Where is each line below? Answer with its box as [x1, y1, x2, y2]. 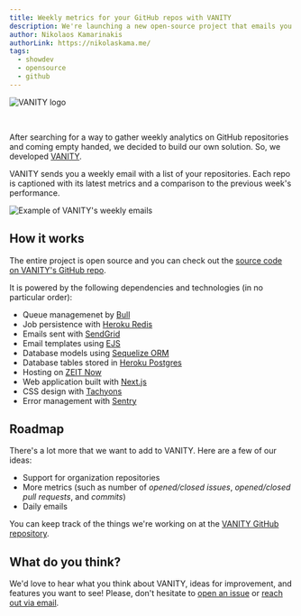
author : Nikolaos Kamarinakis [9, 30, 123, 39]
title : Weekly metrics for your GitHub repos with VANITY [9, 13, 232, 23]
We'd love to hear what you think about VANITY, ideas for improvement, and [9, 578, 293, 589]
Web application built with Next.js [22, 376, 147, 387]
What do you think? [9, 554, 122, 569]
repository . [9, 529, 50, 539]
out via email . [9, 597, 59, 609]
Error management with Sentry [22, 395, 137, 406]
